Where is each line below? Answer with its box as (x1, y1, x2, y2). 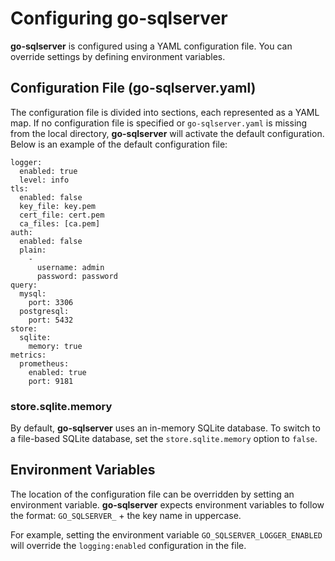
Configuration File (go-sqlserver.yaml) (10, 80, 257, 97)
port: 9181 (28, 376, 74, 386)
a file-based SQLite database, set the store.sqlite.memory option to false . (10, 433, 318, 445)
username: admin (36, 262, 105, 272)
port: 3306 (28, 297, 74, 307)
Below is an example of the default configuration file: (10, 138, 228, 150)
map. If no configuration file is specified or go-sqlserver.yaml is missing (10, 117, 308, 129)
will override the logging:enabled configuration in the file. (10, 539, 247, 551)
